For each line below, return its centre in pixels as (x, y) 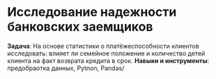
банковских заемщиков (80, 27)
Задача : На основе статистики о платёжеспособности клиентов (103, 46)
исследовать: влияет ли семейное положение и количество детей (106, 53)
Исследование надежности (92, 12)
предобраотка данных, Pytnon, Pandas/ (66, 68)
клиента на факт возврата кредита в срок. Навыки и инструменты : (108, 60)
